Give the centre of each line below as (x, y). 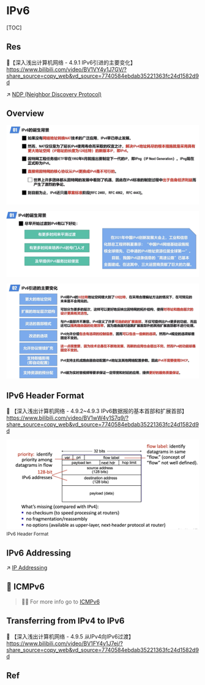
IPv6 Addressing (39, 553)
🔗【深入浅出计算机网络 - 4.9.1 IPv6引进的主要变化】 (71, 62)
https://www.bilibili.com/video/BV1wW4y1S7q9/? (68, 418)
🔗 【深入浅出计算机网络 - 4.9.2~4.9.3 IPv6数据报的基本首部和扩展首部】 (97, 411)
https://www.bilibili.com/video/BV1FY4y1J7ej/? (65, 643)
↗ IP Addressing (27, 567)
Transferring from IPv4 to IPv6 (65, 621)
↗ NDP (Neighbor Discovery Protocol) (54, 94)
